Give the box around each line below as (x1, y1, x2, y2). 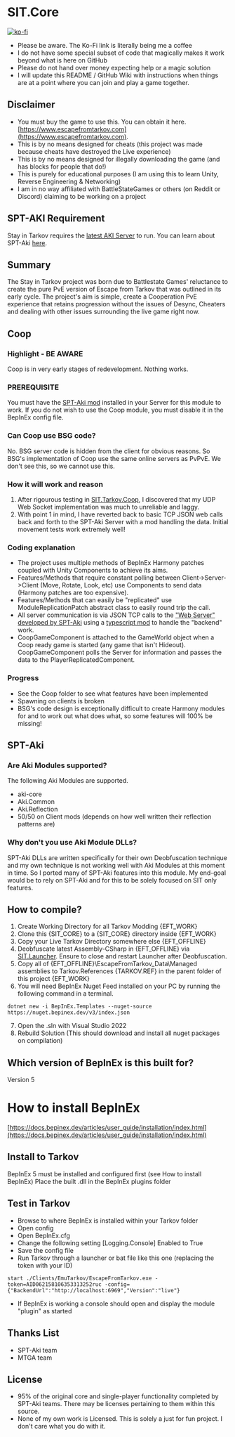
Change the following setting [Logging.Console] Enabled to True (17, 1238, 203, 1247)
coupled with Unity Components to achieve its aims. (17, 566, 168, 575)
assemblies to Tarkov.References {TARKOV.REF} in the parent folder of (17, 967, 222, 975)
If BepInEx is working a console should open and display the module (17, 1299, 215, 1308)
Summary (7, 259, 51, 271)
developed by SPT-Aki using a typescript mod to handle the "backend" (17, 618, 222, 627)
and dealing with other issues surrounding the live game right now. (7, 307, 200, 316)
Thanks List (7, 1327, 60, 1339)
